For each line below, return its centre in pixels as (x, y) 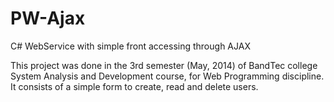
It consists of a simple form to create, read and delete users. (134, 86)
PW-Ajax (48, 18)
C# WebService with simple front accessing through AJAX (130, 46)
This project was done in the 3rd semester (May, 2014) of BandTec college (164, 65)
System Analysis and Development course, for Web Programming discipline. (167, 76)
